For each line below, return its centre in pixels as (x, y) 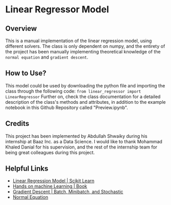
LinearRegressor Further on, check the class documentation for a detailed (83, 97)
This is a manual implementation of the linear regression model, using (79, 41)
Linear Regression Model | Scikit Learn (54, 181)
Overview (21, 29)
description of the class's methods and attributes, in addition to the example (85, 102)
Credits (17, 124)
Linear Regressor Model (57, 10)
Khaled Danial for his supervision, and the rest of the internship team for (81, 147)
